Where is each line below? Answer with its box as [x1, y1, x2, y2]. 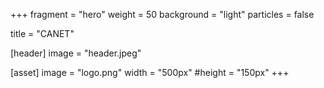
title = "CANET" [10, 28, 75, 39]
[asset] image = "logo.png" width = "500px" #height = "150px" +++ [10, 67, 290, 78]
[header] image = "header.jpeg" [10, 47, 142, 59]
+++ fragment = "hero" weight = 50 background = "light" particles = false [10, 9, 315, 20]
